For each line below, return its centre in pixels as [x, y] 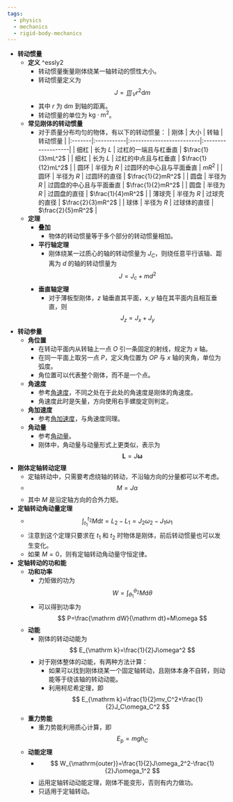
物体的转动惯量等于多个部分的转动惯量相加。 [113, 236]
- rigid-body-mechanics [48, 33]
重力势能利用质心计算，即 [75, 727]
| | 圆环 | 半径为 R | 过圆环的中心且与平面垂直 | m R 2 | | [146, 167]
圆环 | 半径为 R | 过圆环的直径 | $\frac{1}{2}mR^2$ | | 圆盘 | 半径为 [132, 176]
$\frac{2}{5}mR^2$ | [67, 211]
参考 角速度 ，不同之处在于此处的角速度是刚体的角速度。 [117, 393]
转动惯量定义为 [59, 80]
